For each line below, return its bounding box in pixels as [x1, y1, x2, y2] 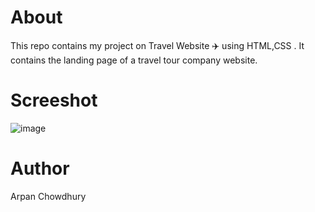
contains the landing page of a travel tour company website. [10, 54, 258, 66]
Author [10, 157, 70, 180]
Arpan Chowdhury [10, 190, 87, 202]
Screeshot [10, 89, 98, 112]
